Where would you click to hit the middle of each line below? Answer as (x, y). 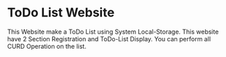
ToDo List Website (61, 13)
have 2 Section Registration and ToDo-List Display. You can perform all (109, 38)
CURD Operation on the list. (47, 46)
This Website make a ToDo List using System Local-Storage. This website (113, 32)
